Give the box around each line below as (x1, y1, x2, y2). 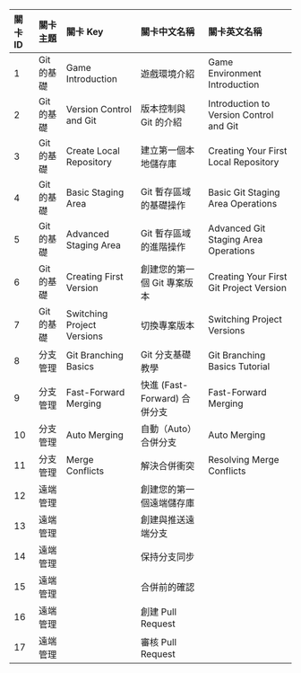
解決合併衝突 (140, 460, 195, 472)
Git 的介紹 (140, 116, 182, 128)
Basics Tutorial (208, 360, 271, 372)
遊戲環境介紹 (140, 67, 195, 80)
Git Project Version (208, 282, 287, 294)
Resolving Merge (208, 454, 279, 465)
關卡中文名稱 (140, 26, 195, 38)
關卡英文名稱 (208, 26, 262, 38)
